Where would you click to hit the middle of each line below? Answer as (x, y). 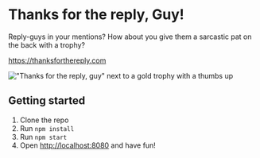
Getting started (47, 101)
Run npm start (43, 137)
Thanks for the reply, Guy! (96, 15)
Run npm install (47, 128)
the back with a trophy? (47, 44)
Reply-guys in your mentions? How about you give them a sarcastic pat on (130, 37)
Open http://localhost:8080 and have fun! (88, 145)
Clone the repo (44, 120)
